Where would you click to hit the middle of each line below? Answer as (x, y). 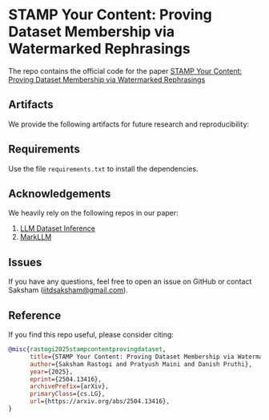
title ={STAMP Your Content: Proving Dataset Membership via (132, 357)
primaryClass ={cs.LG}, (67, 394)
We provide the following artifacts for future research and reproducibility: (129, 124)
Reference (35, 315)
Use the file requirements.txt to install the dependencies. (103, 168)
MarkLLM (36, 237)
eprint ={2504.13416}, (66, 379)
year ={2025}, (51, 372)
